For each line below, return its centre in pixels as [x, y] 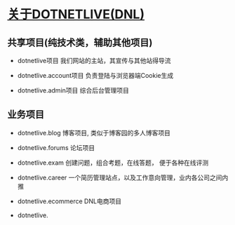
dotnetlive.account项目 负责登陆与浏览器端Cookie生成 [95, 75]
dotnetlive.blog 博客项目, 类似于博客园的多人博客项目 [94, 132]
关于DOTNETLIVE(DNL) [76, 14]
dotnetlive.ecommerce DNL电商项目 [69, 201]
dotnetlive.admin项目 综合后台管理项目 [73, 90]
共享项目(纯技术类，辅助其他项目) [80, 42]
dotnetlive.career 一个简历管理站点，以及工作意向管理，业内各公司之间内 [123, 177]
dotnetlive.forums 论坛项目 [56, 147]
